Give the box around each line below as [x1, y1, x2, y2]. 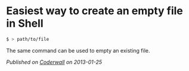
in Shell [6, 17, 44, 30]
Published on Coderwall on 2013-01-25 [6, 58, 103, 66]
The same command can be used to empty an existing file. [6, 47, 150, 54]
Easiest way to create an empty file [6, 4, 184, 18]
